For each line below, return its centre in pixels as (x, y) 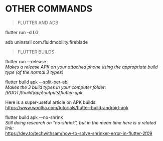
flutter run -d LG (22, 32)
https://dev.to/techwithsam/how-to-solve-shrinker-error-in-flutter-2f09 (79, 133)
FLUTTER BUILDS (36, 52)
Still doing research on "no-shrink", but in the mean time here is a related (81, 122)
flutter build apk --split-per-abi (37, 82)
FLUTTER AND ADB (38, 23)
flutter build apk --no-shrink (34, 117)
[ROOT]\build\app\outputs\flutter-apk (44, 92)
